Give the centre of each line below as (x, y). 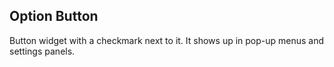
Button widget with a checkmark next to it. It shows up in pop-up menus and (167, 40)
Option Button (54, 16)
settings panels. (42, 51)
